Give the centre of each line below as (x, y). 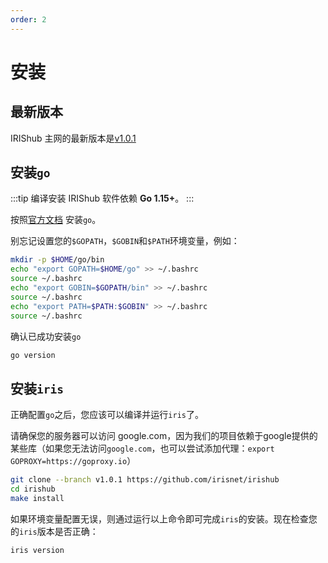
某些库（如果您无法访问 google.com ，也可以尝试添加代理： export (142, 448)
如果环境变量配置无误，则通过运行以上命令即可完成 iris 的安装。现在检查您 (164, 518)
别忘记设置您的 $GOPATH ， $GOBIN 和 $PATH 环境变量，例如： (125, 241)
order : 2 (28, 19)
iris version (37, 550)
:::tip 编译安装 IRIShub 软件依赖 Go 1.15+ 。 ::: (102, 198)
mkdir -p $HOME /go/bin (57, 260)
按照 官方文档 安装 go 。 (56, 220)
